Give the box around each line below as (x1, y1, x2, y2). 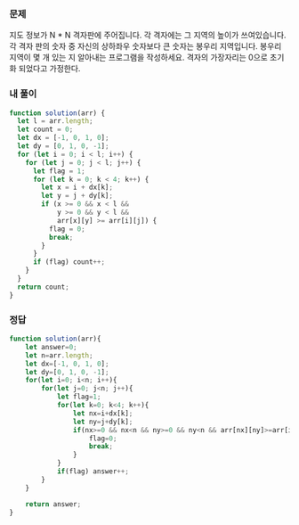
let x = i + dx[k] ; (41, 183, 114, 193)
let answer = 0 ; (25, 342, 77, 351)
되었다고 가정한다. (18, 63, 81, 74)
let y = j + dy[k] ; (41, 192, 114, 201)
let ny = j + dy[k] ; (72, 417, 133, 426)
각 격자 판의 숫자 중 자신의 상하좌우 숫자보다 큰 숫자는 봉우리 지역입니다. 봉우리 (9, 41, 282, 52)
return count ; (17, 283, 69, 291)
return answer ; (25, 499, 82, 509)
